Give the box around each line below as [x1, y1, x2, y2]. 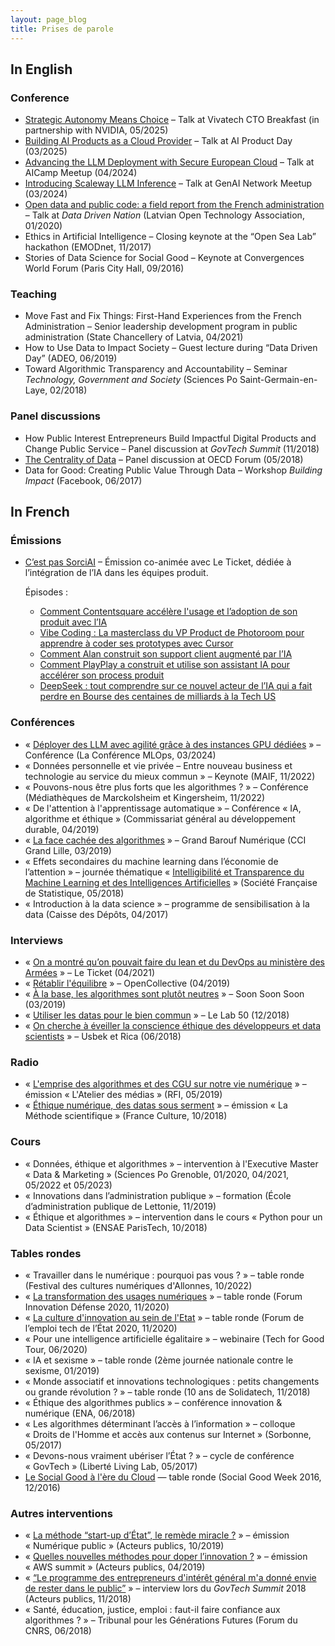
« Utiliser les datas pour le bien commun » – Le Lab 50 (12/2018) [24, 1009, 290, 1021]
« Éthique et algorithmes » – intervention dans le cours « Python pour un [24, 1211, 323, 1223]
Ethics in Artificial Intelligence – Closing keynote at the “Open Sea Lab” [24, 231, 317, 243]
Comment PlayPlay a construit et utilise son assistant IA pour [39, 659, 291, 671]
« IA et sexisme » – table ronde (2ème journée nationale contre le [24, 1354, 294, 1366]
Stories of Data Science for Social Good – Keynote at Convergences [24, 252, 305, 264]
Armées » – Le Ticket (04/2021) [24, 967, 156, 979]
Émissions [10, 534, 62, 548]
